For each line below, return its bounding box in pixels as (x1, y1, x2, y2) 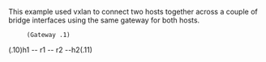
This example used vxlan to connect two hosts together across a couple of (8, 7, 258, 16)
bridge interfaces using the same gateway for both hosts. (8, 15, 200, 25)
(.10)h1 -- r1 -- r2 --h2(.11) (8, 45, 93, 55)
